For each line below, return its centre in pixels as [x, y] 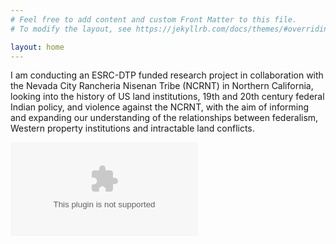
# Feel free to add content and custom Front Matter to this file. [154, 19]
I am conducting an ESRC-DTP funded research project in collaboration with [167, 75]
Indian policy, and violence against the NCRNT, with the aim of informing [160, 107]
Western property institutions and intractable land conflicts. [132, 128]
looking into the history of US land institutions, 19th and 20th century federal [167, 97]
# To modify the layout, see [71, 29]
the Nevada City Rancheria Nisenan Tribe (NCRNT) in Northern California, [162, 86]
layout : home [37, 47]
